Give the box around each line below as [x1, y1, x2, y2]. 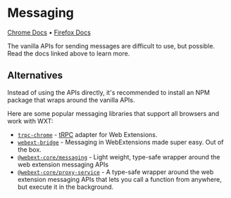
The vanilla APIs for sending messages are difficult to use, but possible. [7, 41, 215, 50]
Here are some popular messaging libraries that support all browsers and [7, 109, 220, 117]
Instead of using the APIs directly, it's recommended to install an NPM [7, 88, 210, 96]
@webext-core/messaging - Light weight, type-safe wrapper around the [17, 152, 220, 161]
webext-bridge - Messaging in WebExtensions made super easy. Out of [17, 138, 224, 146]
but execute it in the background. [17, 183, 114, 191]
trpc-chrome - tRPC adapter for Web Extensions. [17, 130, 158, 138]
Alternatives [7, 70, 63, 81]
